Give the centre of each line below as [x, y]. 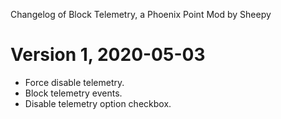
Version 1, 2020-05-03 [108, 55]
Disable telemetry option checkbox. [98, 103]
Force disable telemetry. [74, 82]
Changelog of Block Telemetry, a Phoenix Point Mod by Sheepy [141, 14]
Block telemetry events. [73, 93]
